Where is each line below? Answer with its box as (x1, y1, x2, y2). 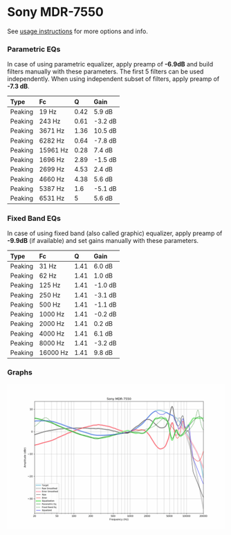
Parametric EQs (7, 44, 61, 54)
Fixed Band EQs (7, 213, 61, 223)
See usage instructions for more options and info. (7, 27, 149, 35)
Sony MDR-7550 (7, 4, 104, 20)
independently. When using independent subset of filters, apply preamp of (7, 75, 220, 83)
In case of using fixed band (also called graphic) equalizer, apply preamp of (7, 229, 223, 237)
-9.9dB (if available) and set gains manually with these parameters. (7, 237, 199, 245)
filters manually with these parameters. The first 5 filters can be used (7, 67, 204, 76)
